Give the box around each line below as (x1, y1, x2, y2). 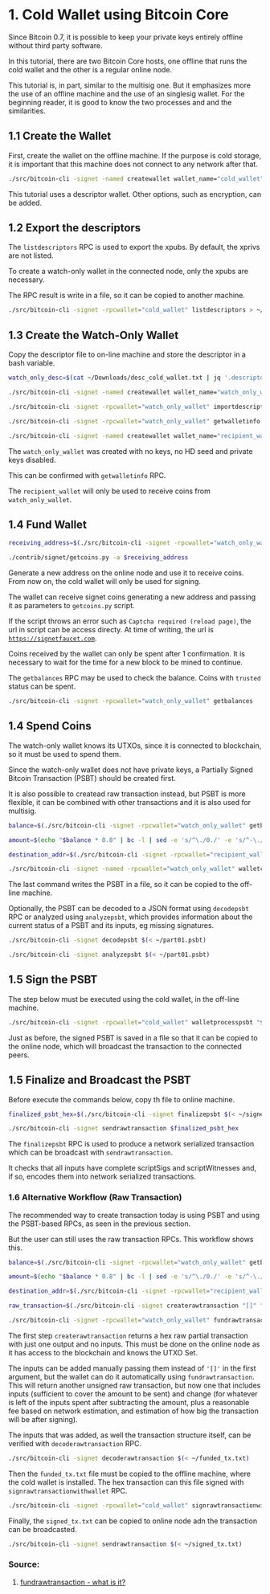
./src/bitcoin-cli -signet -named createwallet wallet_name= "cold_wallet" (8, 174, 264, 182)
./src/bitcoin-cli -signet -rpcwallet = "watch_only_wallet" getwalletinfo (8, 417, 261, 425)
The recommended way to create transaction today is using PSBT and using (8, 1210, 260, 1220)
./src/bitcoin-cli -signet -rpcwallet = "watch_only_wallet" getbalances (8, 697, 253, 705)
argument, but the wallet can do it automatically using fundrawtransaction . (8, 1371, 255, 1381)
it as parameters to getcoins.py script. (8, 601, 135, 611)
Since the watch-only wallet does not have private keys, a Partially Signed (8, 765, 253, 775)
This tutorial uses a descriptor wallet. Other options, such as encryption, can (8, 189, 262, 198)
